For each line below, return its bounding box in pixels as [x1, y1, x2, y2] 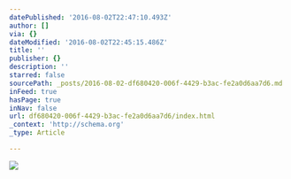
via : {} [9, 29, 38, 38]
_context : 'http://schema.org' [9, 121, 125, 129]
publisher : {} [9, 54, 62, 63]
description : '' [9, 63, 69, 72]
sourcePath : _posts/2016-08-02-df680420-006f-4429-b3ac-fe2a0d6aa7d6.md [9, 79, 283, 88]
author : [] [9, 21, 50, 30]
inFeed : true [9, 87, 57, 96]
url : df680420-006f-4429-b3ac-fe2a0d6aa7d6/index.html [9, 112, 216, 121]
